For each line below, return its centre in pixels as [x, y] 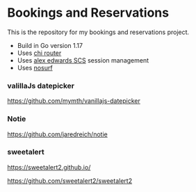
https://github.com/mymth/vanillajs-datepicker [74, 101]
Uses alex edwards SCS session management [83, 60]
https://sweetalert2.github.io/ [49, 167]
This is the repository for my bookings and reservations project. [98, 32]
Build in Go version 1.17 [50, 45]
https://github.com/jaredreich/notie [57, 134]
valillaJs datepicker [41, 86]
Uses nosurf [35, 67]
